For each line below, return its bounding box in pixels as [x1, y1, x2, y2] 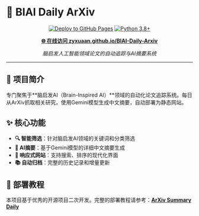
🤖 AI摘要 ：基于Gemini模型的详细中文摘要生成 [14, 144, 126, 151]
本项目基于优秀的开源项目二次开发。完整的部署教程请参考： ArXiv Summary [6, 196, 191, 204]
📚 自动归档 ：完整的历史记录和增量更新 [14, 158, 110, 166]
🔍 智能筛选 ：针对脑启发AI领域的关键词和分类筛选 [14, 135, 136, 142]
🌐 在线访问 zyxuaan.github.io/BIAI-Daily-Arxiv [41, 37, 158, 44]
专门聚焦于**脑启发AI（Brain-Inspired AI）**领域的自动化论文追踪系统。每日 [6, 91, 192, 99]
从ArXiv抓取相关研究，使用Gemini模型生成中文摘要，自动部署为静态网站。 [6, 99, 187, 106]
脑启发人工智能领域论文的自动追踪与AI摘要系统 [42, 50, 157, 57]
